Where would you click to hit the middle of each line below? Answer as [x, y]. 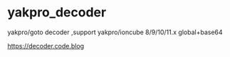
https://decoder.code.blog [46, 46]
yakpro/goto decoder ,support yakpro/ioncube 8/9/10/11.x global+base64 [115, 32]
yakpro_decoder [57, 12]
